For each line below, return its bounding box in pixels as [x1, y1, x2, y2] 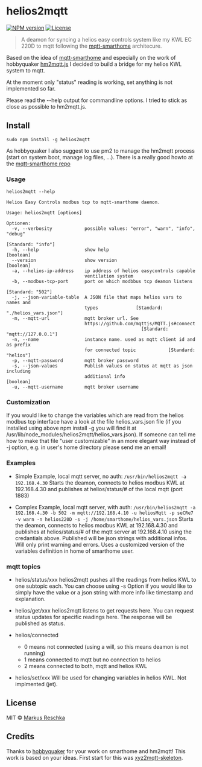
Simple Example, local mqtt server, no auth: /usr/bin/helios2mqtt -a [14, 473, 187, 480]
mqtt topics [6, 562, 41, 571]
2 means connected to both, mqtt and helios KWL [24, 662, 148, 669]
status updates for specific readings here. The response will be [14, 613, 172, 620]
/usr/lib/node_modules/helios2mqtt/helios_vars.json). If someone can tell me [6, 431, 196, 438]
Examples [6, 459, 36, 467]
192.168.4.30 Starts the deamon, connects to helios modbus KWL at [14, 479, 185, 486]
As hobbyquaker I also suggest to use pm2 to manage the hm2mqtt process [6, 147, 195, 154]
